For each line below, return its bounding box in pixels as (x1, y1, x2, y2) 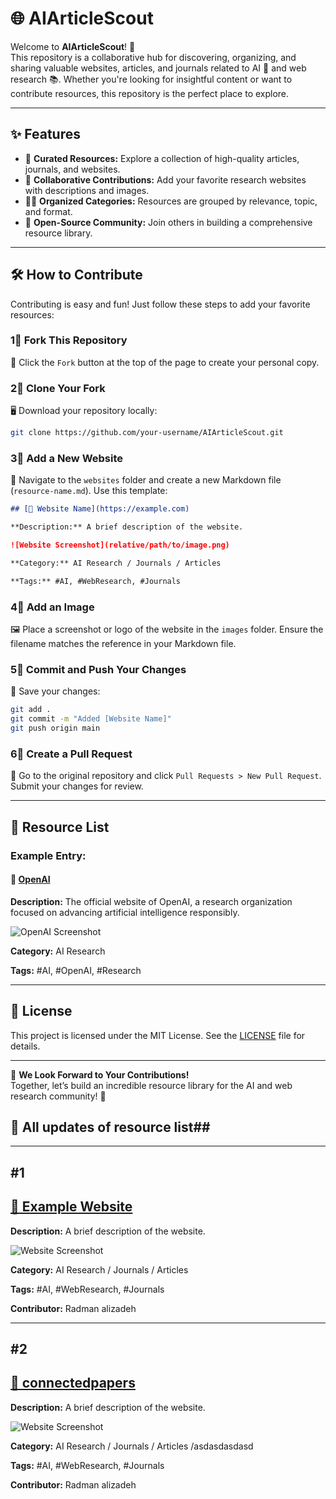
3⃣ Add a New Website (10, 451, 124, 465)
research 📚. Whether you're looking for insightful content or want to (10, 73, 293, 85)
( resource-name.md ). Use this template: (10, 485, 168, 497)
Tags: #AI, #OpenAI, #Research (10, 964, 142, 976)
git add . (10, 705, 52, 715)
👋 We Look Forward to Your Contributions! (10, 1068, 190, 1081)
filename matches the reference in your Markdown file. (10, 638, 237, 649)
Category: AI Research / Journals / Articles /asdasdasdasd (10, 1440, 254, 1452)
